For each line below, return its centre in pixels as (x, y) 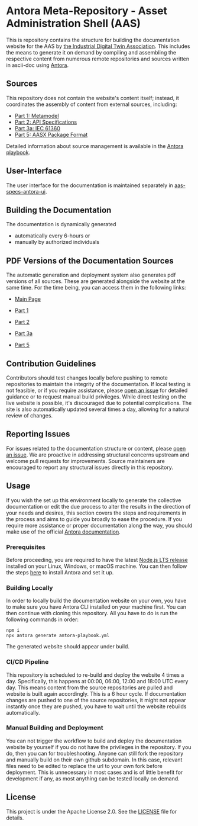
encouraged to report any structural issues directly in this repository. (90, 467)
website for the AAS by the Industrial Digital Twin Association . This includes (98, 46)
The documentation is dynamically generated (61, 224)
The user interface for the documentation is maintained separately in (90, 185)
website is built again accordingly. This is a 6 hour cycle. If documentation (96, 693)
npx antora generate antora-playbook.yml (58, 636)
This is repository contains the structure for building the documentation (93, 40)
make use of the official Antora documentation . (63, 532)
